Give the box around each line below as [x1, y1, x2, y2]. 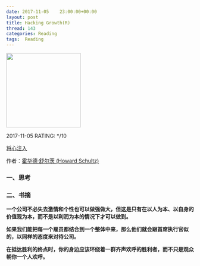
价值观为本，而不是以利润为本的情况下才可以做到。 [6, 213, 132, 220]
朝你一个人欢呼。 [6, 254, 48, 261]
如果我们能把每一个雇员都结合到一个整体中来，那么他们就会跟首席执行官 [6, 226, 183, 233]
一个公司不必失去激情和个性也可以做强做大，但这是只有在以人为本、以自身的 [6, 206, 194, 213]
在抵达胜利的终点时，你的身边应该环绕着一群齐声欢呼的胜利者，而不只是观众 [6, 246, 194, 253]
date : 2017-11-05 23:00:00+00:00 [6, 8, 97, 15]
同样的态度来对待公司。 [21, 233, 79, 240]
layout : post [6, 14, 39, 20]
